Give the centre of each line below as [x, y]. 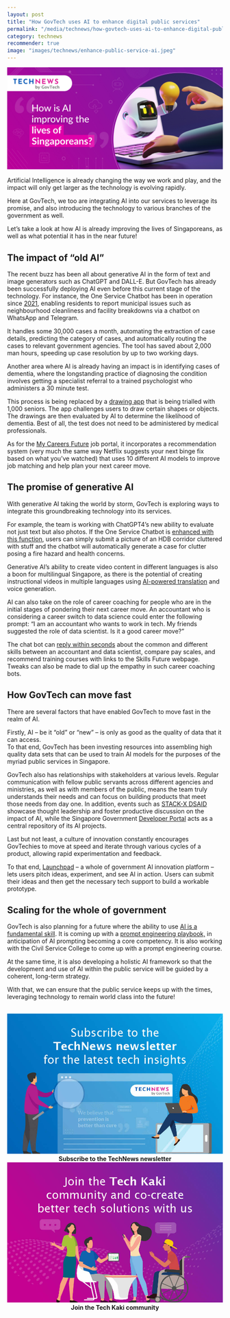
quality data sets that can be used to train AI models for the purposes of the [114, 754]
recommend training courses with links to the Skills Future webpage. [104, 659]
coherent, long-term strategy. [49, 976]
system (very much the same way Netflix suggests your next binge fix [105, 451]
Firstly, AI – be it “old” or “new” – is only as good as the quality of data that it [114, 732]
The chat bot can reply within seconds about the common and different [107, 644]
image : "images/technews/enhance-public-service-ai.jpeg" [91, 51]
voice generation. [32, 588]
